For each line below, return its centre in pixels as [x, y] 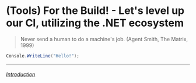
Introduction [21, 74]
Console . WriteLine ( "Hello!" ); [43, 56]
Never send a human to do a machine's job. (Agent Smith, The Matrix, [104, 39]
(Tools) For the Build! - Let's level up [95, 11]
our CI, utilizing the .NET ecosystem [95, 23]
